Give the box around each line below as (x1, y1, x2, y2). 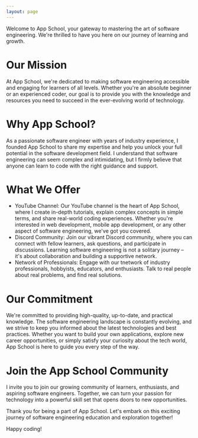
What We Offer (6, 183, 81, 196)
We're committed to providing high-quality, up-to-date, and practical (6, 312, 173, 319)
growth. (6, 37, 25, 44)
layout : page (6, 8, 38, 15)
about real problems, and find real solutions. (14, 272, 122, 279)
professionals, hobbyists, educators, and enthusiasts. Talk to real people (14, 265, 191, 272)
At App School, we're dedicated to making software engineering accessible (6, 78, 190, 85)
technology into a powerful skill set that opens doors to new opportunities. (6, 396, 187, 403)
